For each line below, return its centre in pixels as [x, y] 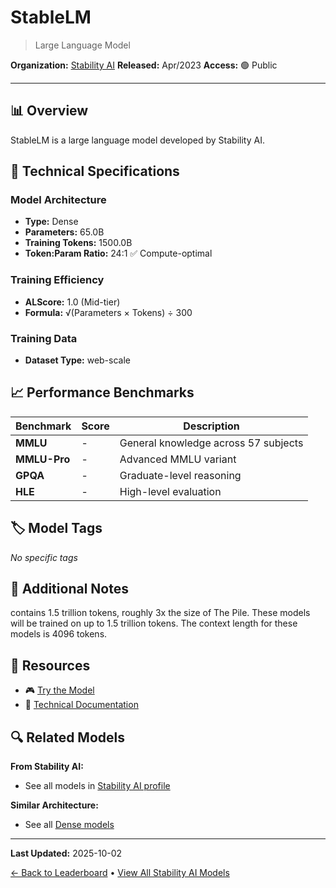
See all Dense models [69, 825]
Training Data [44, 338]
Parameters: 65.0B [64, 232]
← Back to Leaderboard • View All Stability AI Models [120, 873]
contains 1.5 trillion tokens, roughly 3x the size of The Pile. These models [160, 613]
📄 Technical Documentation [81, 705]
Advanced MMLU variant [178, 459]
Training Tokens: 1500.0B [78, 243]
